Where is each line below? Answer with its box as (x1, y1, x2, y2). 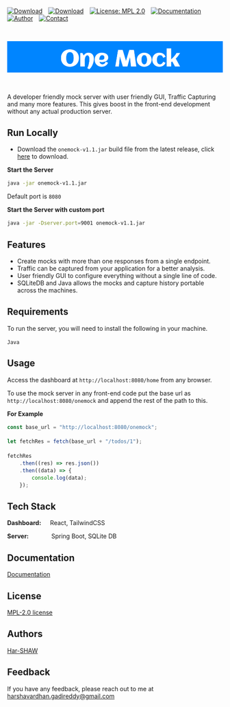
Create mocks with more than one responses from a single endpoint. (16, 257, 211, 266)
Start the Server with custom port (7, 206, 105, 214)
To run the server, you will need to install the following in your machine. (7, 324, 208, 332)
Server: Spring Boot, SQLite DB (7, 532, 117, 540)
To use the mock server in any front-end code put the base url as (7, 389, 191, 397)
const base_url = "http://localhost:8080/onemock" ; (7, 424, 157, 430)
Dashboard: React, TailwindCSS (7, 519, 105, 527)
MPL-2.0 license (7, 608, 53, 616)
